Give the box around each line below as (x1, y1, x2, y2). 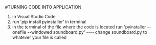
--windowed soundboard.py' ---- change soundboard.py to (27, 29, 148, 35)
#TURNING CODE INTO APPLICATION (5, 4, 82, 10)
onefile (12, 29, 26, 35)
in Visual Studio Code (12, 14, 56, 19)
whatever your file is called (12, 34, 67, 40)
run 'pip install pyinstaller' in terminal (12, 19, 87, 24)
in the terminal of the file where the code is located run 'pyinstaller (12, 24, 146, 30)
